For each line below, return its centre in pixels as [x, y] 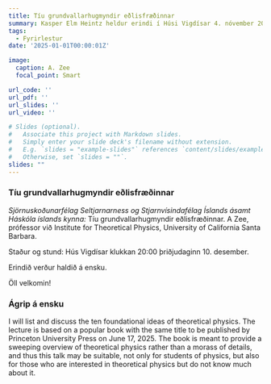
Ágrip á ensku [36, 303]
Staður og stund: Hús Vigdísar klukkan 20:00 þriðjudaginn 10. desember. [129, 252]
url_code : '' [30, 90]
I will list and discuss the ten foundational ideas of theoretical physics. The [132, 321]
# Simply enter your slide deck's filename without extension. [120, 142]
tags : [17, 31]
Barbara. [23, 236]
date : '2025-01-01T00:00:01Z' [59, 46]
